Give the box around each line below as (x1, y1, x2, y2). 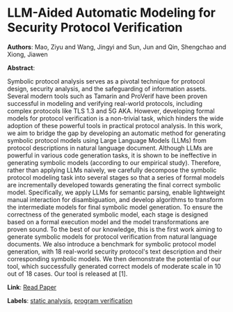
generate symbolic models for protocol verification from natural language (7, 232, 218, 241)
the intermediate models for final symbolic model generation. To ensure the (7, 203, 223, 211)
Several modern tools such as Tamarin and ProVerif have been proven (7, 92, 208, 100)
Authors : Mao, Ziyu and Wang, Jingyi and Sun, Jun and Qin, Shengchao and (7, 42, 227, 51)
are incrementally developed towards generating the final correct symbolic (7, 180, 221, 189)
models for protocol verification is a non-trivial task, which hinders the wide (7, 114, 224, 123)
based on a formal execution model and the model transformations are (7, 217, 209, 226)
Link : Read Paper (7, 283, 57, 291)
